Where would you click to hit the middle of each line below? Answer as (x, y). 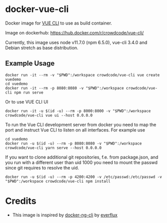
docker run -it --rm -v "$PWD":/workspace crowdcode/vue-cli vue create (82, 75)
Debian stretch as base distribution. (42, 47)
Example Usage (30, 63)
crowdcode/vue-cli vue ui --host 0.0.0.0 (49, 115)
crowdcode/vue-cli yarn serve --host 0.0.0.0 (53, 148)
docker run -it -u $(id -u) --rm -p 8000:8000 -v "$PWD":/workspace (78, 111)
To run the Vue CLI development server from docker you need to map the (81, 124)
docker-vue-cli (37, 9)
